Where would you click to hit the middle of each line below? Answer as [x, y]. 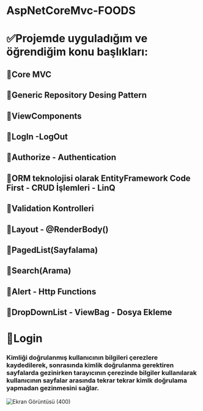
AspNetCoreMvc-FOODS [71, 11]
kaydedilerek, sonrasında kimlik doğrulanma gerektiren [90, 365]
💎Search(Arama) [39, 271]
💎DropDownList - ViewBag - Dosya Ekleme [89, 312]
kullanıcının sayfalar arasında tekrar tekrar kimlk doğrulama [97, 380]
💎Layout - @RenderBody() [57, 229]
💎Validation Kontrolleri [50, 209]
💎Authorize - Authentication [61, 157]
